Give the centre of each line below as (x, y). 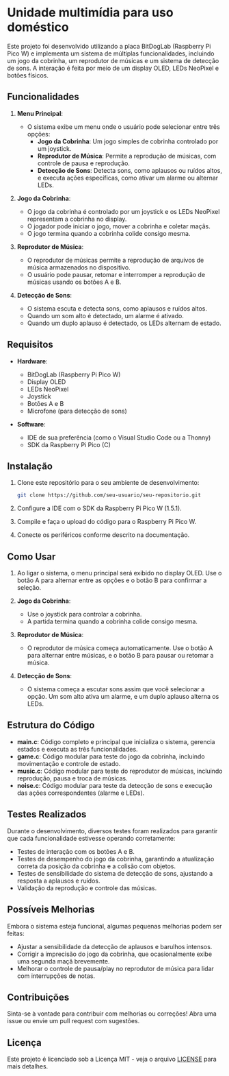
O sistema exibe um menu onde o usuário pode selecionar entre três (123, 127)
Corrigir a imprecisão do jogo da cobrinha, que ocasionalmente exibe (114, 954)
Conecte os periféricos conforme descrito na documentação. (103, 535)
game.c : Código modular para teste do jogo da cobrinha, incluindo (111, 756)
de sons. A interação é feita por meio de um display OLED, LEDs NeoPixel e (113, 68)
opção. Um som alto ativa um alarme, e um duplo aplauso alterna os (123, 697)
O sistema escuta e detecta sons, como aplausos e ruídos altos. (117, 308)
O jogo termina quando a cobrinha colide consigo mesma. (109, 233)
